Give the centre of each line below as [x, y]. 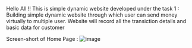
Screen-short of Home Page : [42, 39]
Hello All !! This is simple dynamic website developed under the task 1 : [93, 9]
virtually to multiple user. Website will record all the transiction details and [96, 21]
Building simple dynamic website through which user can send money [92, 15]
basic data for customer [35, 27]
